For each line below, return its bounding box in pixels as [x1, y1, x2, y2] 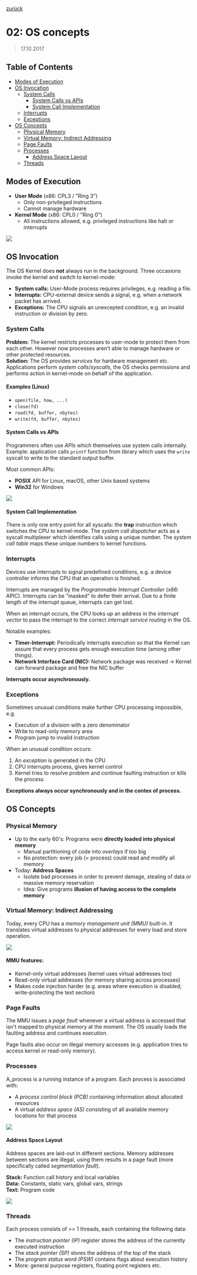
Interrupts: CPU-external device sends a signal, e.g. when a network [14, 292, 182, 299]
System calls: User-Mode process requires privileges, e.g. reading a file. [14, 285, 192, 292]
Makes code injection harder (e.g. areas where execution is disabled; [14, 983, 182, 990]
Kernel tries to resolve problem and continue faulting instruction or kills [14, 769, 187, 776]
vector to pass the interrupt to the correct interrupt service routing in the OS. [6, 616, 192, 623]
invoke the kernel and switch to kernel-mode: [6, 274, 116, 281]
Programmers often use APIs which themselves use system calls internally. [6, 442, 188, 449]
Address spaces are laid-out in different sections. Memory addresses [6, 1149, 174, 1156]
